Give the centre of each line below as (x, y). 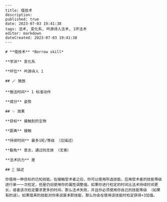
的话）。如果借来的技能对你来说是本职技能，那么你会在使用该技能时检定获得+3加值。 (83, 195)
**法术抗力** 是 (20, 160)
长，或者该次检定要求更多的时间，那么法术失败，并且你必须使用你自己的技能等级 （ (79, 190)
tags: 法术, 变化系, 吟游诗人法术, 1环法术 (46, 29)
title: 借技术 (19, 11)
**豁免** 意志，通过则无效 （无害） (38, 150)
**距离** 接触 (18, 131)
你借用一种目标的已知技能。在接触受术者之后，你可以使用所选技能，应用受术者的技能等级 (83, 179)
